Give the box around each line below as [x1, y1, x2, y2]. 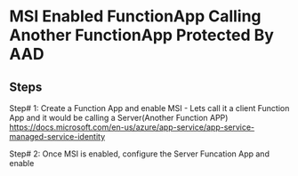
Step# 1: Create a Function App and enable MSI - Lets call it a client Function [9, 103, 290, 113]
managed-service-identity [9, 132, 106, 141]
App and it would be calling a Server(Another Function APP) [9, 113, 229, 123]
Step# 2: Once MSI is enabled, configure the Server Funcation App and [9, 148, 270, 159]
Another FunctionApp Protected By [9, 25, 274, 45]
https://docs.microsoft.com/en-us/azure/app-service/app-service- [9, 122, 255, 132]
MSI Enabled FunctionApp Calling [9, 6, 262, 27]
